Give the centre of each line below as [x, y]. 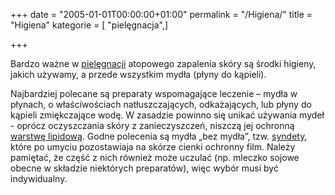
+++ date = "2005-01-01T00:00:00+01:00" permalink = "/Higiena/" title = [161, 14]
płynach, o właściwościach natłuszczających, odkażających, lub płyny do [161, 104]
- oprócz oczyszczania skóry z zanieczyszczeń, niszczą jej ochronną [152, 125]
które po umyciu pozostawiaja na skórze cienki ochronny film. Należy [153, 147]
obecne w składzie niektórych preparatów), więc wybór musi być [144, 168]
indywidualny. [39, 178]
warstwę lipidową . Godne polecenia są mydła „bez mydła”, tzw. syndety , [159, 136]
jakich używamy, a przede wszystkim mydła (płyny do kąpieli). [138, 74]
